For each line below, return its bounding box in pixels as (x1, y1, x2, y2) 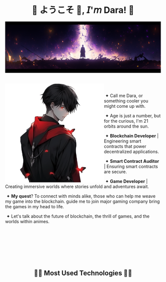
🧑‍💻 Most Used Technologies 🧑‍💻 (34, 269, 132, 277)
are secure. (104, 169, 127, 175)
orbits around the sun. (104, 123, 149, 129)
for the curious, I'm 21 (104, 118, 148, 124)
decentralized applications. (104, 149, 159, 155)
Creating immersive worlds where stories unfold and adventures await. (5, 184, 149, 189)
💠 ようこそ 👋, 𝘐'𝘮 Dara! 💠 (32, 4, 134, 16)
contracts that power (104, 143, 147, 149)
